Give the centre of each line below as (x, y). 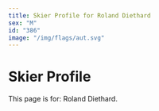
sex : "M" (23, 23)
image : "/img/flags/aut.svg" (56, 38)
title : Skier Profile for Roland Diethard (79, 15)
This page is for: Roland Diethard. (63, 99)
